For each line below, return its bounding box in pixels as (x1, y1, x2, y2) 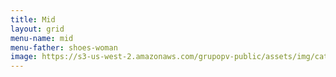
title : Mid (10, 14, 56, 25)
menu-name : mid (10, 33, 74, 43)
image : (10, 52, 38, 62)
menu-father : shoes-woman (10, 42, 118, 53)
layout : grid (10, 24, 65, 34)
